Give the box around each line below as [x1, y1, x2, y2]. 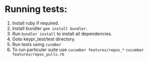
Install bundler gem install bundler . [12, 25, 87, 31]
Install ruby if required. [12, 20, 59, 26]
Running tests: [5, 3, 68, 15]
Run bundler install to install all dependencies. [12, 30, 112, 36]
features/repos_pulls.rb [12, 51, 65, 57]
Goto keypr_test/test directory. [12, 36, 76, 42]
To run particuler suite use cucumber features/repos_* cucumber [12, 46, 144, 52]
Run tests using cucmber [12, 41, 62, 47]
